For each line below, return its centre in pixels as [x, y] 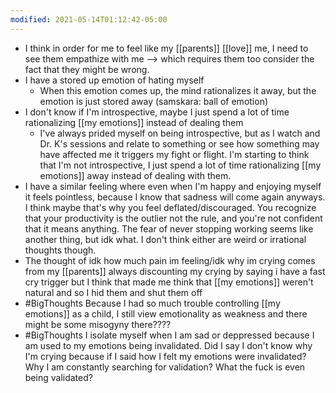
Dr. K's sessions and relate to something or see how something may [179, 143]
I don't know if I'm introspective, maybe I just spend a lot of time [157, 112]
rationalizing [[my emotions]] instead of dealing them [134, 122]
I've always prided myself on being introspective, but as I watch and [180, 133]
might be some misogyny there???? [98, 324]
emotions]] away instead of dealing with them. [135, 175]
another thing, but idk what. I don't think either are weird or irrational [165, 239]
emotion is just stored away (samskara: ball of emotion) [154, 101]
